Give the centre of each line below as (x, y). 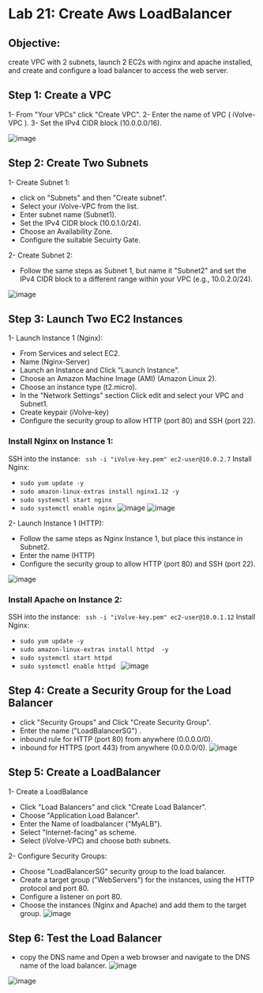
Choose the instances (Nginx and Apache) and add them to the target (133, 905)
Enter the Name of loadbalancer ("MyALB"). (91, 823)
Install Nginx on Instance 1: (61, 441)
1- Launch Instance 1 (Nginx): (56, 338)
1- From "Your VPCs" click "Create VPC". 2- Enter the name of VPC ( (120, 114)
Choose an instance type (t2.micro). (78, 387)
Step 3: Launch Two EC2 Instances (96, 319)
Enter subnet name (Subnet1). (68, 214)
